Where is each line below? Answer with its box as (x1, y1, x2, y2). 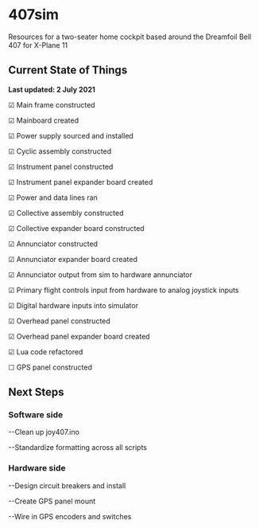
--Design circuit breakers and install (8, 480, 126, 491)
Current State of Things (8, 64, 128, 77)
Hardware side (8, 463, 66, 474)
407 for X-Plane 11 (8, 40, 68, 49)
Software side (8, 409, 64, 420)
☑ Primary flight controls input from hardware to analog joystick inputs (8, 285, 240, 295)
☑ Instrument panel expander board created (8, 177, 153, 186)
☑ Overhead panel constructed (8, 316, 111, 326)
